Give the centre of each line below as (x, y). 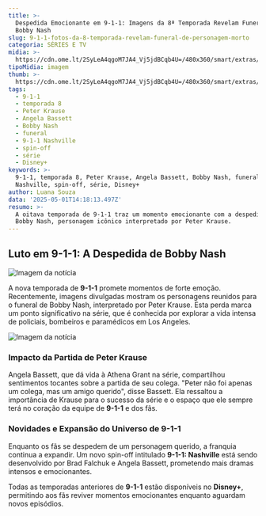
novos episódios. (36, 503)
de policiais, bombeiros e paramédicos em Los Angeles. (100, 321)
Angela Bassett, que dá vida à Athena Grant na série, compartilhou (117, 375)
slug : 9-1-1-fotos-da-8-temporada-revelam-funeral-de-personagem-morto (129, 38)
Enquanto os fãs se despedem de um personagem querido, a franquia (122, 446)
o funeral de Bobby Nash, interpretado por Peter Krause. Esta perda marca (130, 305)
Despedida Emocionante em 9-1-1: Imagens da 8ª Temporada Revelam (127, 23)
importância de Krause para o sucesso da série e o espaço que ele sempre (131, 400)
